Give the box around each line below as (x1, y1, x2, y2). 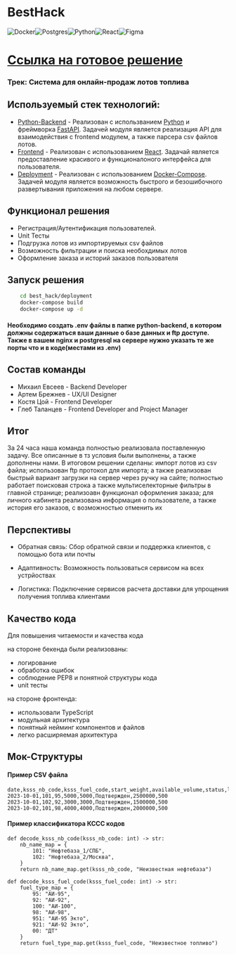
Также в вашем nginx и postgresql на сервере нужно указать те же (7, 335, 214, 344)
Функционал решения (7, 205, 110, 217)
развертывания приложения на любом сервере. (17, 184, 164, 193)
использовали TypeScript (17, 708, 93, 716)
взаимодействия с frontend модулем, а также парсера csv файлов (17, 132, 218, 141)
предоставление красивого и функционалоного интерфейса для (17, 155, 211, 163)
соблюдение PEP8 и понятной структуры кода (17, 673, 157, 682)
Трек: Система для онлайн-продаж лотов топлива (7, 77, 190, 87)
